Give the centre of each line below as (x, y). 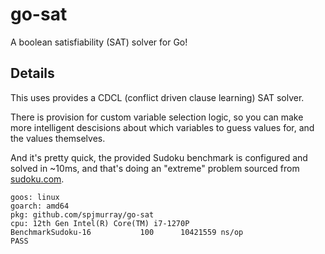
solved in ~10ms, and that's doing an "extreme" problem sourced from (155, 168)
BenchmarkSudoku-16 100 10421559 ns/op (127, 232)
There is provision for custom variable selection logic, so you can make (157, 117)
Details (32, 73)
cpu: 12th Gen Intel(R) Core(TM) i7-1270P (100, 223)
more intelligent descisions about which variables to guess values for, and (162, 127)
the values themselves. (58, 138)
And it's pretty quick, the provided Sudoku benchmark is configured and (159, 157)
